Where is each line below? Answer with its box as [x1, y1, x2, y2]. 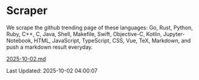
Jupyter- [163, 30, 185, 37]
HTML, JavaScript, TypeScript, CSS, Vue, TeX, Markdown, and [33, 37, 191, 44]
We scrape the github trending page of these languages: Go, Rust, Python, [6, 24, 194, 31]
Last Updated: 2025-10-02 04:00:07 [6, 67, 98, 74]
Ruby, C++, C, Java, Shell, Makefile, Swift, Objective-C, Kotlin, [6, 30, 162, 37]
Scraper [6, 4, 47, 18]
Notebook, [6, 37, 33, 44]
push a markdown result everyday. [6, 43, 93, 51]
